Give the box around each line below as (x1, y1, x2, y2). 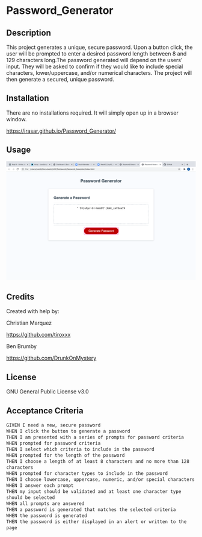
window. (6, 115, 27, 122)
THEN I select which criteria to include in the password (6, 446, 155, 453)
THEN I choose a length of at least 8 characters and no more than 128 (6, 459, 189, 465)
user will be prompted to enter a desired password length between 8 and (6, 50, 187, 57)
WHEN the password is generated (6, 513, 87, 519)
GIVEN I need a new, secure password (6, 422, 101, 428)
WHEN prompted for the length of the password (6, 453, 125, 459)
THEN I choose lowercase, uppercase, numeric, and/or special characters (6, 477, 195, 483)
